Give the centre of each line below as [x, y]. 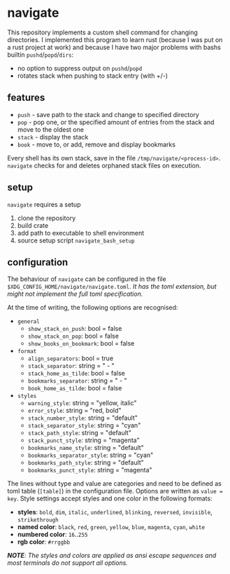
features [26, 98]
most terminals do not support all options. [67, 563]
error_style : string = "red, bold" [74, 411]
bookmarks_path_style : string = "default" [86, 463]
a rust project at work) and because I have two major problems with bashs [114, 47]
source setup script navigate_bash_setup [76, 240]
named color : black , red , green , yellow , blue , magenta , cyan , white [111, 527]
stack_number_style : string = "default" [83, 418]
